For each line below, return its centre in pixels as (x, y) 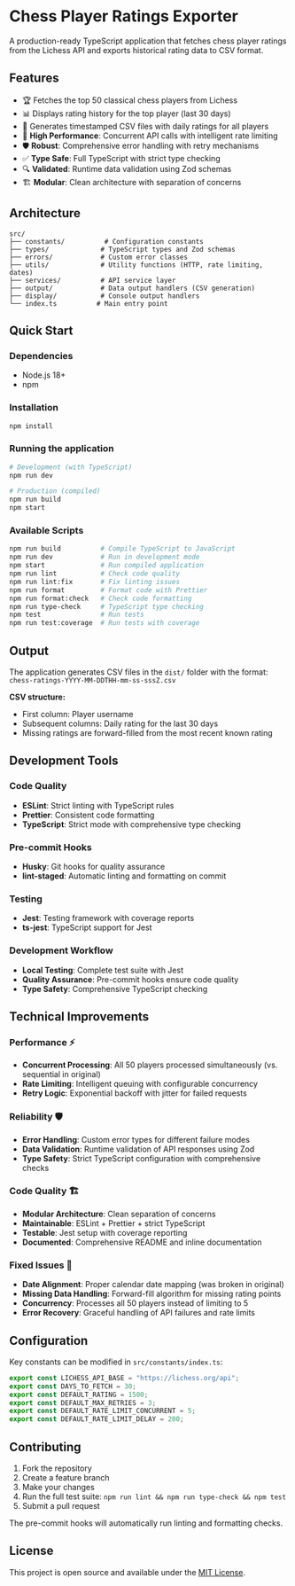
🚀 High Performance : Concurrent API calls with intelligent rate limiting (150, 136)
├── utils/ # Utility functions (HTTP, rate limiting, (136, 265)
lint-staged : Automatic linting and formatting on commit (124, 876)
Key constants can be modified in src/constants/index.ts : (116, 1362)
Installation (34, 408)
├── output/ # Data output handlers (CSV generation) (132, 288)
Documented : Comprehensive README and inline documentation (142, 1242)
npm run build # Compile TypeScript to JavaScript (123, 549)
